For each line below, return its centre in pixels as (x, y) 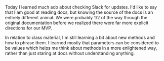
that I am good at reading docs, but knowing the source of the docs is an (79, 12)
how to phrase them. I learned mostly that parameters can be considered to (82, 43)
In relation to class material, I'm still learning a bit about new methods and (80, 37)
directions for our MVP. (29, 28)
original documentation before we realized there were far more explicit (77, 23)
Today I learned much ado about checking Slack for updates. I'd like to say (81, 7)
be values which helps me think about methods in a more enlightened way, (81, 48)
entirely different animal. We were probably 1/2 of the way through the (76, 17)
